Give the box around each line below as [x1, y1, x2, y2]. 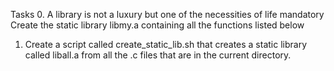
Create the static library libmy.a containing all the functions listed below [10, 19, 305, 31]
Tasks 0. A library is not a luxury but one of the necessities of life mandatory [10, 9, 325, 20]
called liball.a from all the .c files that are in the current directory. [24, 49, 292, 61]
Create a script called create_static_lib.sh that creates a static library [24, 39, 308, 50]
